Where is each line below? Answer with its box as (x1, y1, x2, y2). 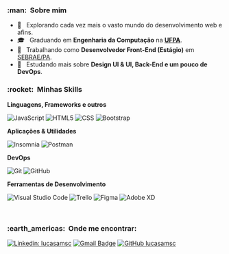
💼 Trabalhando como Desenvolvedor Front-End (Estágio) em (16, 46, 195, 54)
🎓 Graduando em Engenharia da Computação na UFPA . (16, 36, 183, 45)
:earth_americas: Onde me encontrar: (7, 223, 137, 233)
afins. (16, 28, 33, 36)
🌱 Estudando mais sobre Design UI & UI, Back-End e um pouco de (16, 60, 208, 68)
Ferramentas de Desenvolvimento (7, 180, 106, 188)
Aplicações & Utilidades (7, 127, 77, 135)
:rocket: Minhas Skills (7, 85, 82, 94)
